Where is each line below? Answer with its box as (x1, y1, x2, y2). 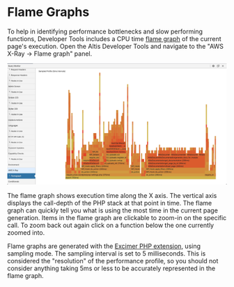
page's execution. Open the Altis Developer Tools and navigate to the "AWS (7, 42, 224, 50)
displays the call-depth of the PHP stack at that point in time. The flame (7, 199, 212, 208)
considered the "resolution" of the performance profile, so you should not (7, 257, 219, 265)
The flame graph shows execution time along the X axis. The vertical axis (7, 192, 217, 200)
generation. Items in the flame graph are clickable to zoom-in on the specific (7, 214, 227, 222)
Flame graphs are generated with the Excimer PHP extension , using (7, 242, 201, 251)
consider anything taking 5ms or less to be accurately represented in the (7, 264, 216, 272)
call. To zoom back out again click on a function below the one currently (7, 221, 214, 230)
